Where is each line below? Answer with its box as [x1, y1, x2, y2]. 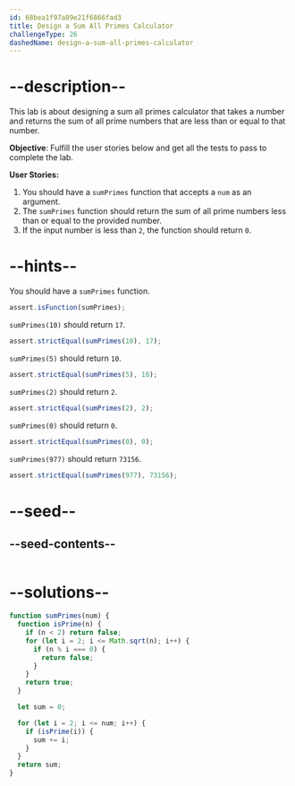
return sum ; [17, 760, 63, 770]
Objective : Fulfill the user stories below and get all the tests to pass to [9, 142, 267, 153]
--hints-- [9, 256, 78, 277]
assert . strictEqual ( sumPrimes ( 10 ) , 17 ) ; [9, 337, 163, 346]
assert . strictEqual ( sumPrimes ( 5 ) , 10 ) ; [9, 370, 158, 379]
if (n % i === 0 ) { [32, 645, 105, 654]
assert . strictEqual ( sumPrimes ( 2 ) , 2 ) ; [9, 404, 154, 413]
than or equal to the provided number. [21, 216, 163, 226]
